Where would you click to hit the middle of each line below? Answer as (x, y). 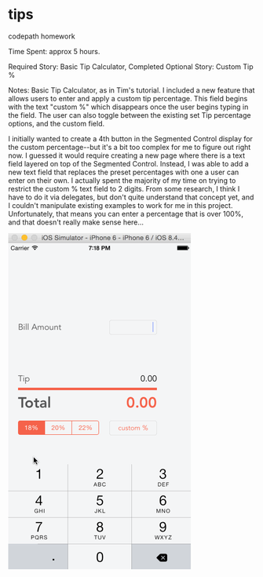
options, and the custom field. (56, 123)
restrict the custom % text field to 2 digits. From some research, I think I (124, 188)
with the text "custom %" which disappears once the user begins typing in (128, 107)
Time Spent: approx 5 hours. (54, 51)
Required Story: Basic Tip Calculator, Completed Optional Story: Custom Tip (131, 66)
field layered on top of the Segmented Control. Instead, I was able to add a (128, 163)
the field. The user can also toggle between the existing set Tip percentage (130, 115)
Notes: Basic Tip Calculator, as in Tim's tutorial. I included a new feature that (131, 90)
